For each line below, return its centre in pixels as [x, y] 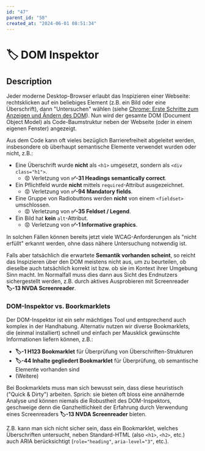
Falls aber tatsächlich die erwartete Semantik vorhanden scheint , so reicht [101, 255]
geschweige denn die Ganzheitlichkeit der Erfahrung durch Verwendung [97, 407]
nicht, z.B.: [20, 153]
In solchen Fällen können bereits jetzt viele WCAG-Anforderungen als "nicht [102, 237]
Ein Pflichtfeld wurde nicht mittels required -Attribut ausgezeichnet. [100, 185]
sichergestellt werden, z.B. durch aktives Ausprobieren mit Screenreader [98, 281]
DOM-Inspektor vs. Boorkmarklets [59, 306]
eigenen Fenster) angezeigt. [42, 128]
